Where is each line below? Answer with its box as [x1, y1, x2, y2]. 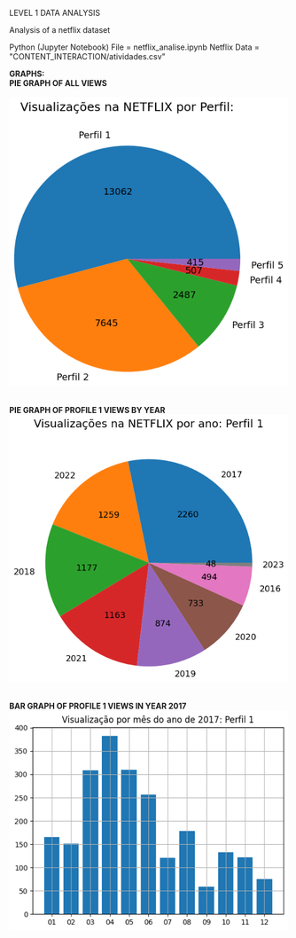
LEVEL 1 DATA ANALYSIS [9, 8, 100, 18]
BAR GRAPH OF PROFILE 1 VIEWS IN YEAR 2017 [9, 700, 187, 711]
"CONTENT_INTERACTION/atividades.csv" [9, 51, 166, 61]
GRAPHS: [9, 68, 45, 79]
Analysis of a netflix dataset [9, 25, 111, 35]
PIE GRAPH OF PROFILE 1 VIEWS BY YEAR [9, 405, 166, 416]
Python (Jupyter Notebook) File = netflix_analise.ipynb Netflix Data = [9, 42, 260, 52]
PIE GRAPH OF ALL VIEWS [9, 78, 108, 88]
